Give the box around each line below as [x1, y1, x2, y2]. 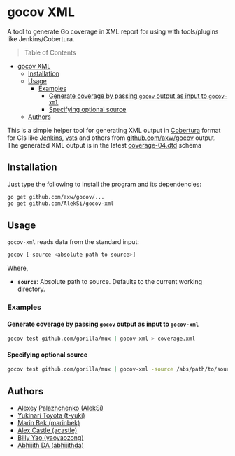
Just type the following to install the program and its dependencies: [7, 180, 201, 188]
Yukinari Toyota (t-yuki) [17, 411, 85, 420]
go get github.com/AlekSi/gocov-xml [7, 200, 114, 207]
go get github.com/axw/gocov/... [7, 193, 105, 200]
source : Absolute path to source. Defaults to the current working [17, 278, 203, 286]
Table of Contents [24, 48, 76, 57]
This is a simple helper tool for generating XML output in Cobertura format [7, 126, 221, 134]
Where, [7, 264, 29, 273]
